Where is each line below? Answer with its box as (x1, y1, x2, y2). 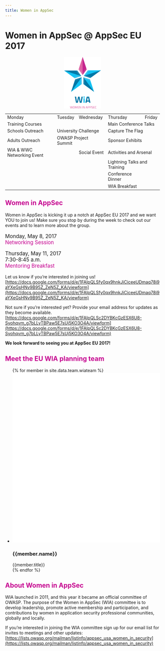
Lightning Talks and (108, 159, 147, 165)
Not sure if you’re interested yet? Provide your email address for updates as (5, 305, 158, 310)
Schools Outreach (7, 128, 44, 134)
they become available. (5, 309, 53, 315)
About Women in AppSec (5, 581, 84, 589)
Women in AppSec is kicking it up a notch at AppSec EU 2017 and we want (5, 212, 156, 218)
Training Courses (7, 121, 42, 127)
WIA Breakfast (108, 183, 137, 189)
